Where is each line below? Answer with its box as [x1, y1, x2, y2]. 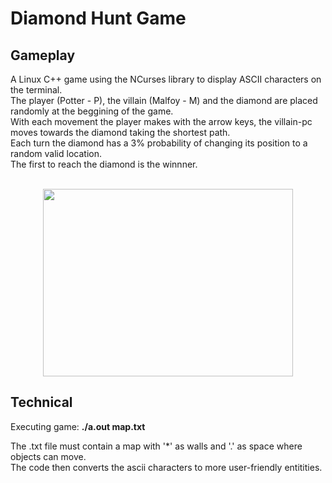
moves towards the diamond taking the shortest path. [10, 127, 231, 138]
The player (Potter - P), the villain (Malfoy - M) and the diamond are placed [10, 95, 318, 106]
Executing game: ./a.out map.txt [10, 420, 146, 432]
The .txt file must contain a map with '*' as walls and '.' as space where [10, 440, 303, 452]
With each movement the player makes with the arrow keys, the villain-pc [10, 116, 313, 127]
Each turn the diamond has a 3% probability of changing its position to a [10, 137, 308, 149]
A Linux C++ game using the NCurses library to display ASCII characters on [10, 73, 322, 85]
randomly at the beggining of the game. [10, 105, 174, 117]
